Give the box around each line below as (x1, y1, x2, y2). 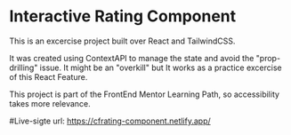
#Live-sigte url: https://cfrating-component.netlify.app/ (9, 115, 211, 126)
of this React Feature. (9, 71, 88, 82)
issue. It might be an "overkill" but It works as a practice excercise (39, 62, 282, 73)
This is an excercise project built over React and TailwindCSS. (9, 36, 236, 46)
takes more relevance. (9, 98, 91, 108)
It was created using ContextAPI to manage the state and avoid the (9, 52, 255, 63)
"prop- (255, 52, 281, 63)
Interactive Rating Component (9, 6, 237, 27)
